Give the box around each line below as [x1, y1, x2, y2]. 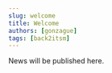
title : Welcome [8, 19, 60, 27]
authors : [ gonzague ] [8, 26, 78, 34]
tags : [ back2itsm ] [8, 34, 70, 43]
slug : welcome [8, 11, 56, 20]
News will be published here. [8, 56, 105, 66]
